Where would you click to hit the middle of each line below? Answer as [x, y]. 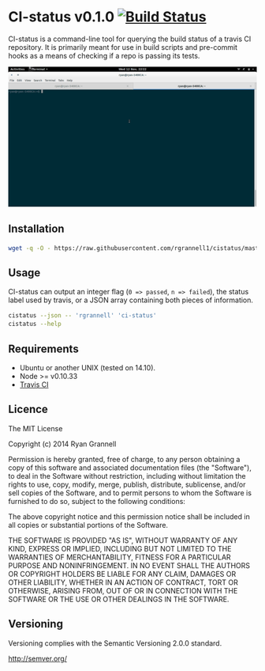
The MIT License [35, 428]
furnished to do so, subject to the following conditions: [97, 501]
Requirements [43, 349]
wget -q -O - [30, 248]
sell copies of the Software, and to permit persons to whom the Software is [130, 493]
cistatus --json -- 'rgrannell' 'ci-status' [82, 316]
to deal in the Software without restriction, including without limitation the [127, 476]
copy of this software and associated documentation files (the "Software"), [130, 468]
